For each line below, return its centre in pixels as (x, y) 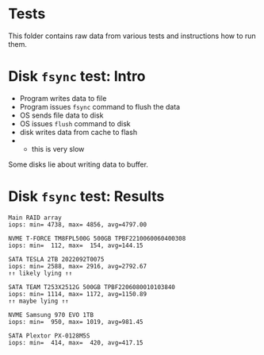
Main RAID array (35, 218)
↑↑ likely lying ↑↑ (40, 273)
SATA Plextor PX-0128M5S (49, 336)
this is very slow (58, 149)
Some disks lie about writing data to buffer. (78, 164)
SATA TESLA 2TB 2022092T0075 (56, 259)
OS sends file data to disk (61, 115)
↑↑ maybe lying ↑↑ (38, 301)
